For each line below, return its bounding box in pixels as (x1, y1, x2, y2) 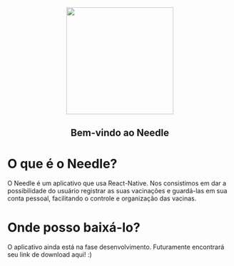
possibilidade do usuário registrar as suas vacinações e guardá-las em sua (7, 187, 228, 195)
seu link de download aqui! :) (7, 250, 93, 259)
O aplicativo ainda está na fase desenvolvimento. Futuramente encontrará (7, 242, 225, 252)
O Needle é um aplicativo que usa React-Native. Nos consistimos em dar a (7, 179, 227, 188)
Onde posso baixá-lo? (7, 219, 141, 235)
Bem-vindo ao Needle (70, 127, 170, 139)
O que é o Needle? (7, 155, 118, 172)
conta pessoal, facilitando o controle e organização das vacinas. (7, 194, 197, 203)
